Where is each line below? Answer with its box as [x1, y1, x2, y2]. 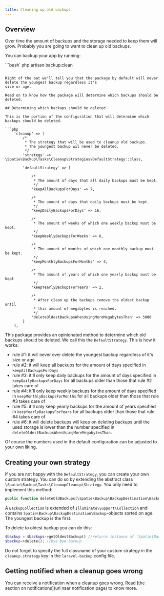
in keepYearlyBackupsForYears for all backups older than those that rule [12, 409, 155, 415]
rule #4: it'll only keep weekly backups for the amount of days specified [12, 388, 157, 394]
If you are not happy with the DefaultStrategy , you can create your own [5, 471, 149, 477]
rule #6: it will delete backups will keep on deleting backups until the [12, 419, 150, 425]
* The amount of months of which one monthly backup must [33, 247, 154, 252]
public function [5, 496, 38, 501]
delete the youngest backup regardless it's [5, 80, 97, 85]
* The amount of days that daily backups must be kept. [33, 199, 150, 205]
